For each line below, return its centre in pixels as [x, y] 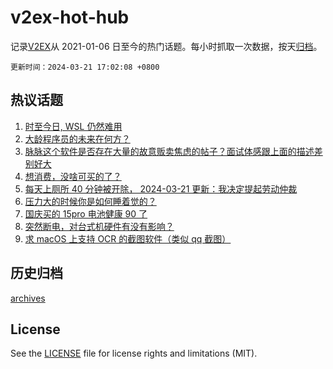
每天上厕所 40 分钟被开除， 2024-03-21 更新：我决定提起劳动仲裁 [161, 188]
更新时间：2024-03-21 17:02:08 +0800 [85, 67]
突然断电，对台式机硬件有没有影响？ [99, 226]
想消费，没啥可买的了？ [73, 176]
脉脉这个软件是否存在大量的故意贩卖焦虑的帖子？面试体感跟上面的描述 [169, 151]
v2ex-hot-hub [70, 17]
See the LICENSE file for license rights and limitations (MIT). [134, 353]
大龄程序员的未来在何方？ [77, 138]
